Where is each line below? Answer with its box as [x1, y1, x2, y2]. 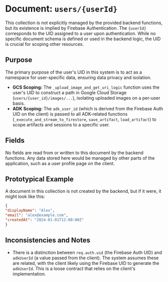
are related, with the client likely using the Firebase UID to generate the [12, 260, 159, 266]
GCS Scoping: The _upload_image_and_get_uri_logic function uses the [12, 84, 159, 90]
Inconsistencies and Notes [5, 236, 90, 245]
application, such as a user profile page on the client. [5, 160, 115, 166]
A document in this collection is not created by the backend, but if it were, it [5, 188, 161, 194]
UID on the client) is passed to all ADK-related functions [12, 111, 128, 117]
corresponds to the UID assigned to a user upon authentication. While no [5, 30, 156, 36]
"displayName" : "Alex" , [5, 208, 55, 213]
